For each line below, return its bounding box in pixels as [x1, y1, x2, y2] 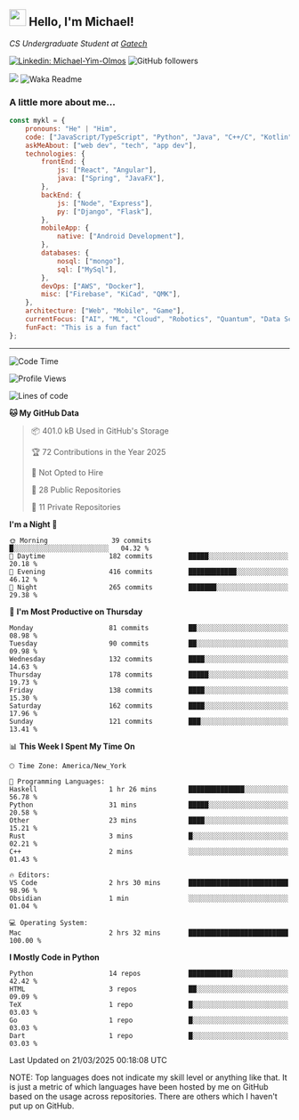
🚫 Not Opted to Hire [30, 467, 104, 477]
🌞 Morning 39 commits [9, 536, 152, 545]
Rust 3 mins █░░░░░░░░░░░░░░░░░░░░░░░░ [9, 832, 289, 840]
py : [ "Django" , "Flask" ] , [56, 207, 153, 216]
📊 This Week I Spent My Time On [9, 741, 135, 751]
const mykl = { [9, 117, 66, 126]
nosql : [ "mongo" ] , [56, 256, 125, 265]
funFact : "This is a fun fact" [25, 322, 141, 332]
